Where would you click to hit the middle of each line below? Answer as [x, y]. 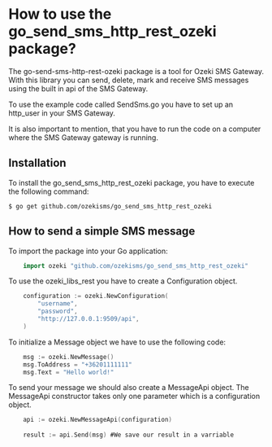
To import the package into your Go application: [88, 251]
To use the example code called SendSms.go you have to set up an [121, 104]
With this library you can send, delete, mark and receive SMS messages [129, 80]
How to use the [60, 14]
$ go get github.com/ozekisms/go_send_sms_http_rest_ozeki [110, 206]
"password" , [58, 311]
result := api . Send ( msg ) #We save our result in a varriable [128, 435]
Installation [37, 163]
